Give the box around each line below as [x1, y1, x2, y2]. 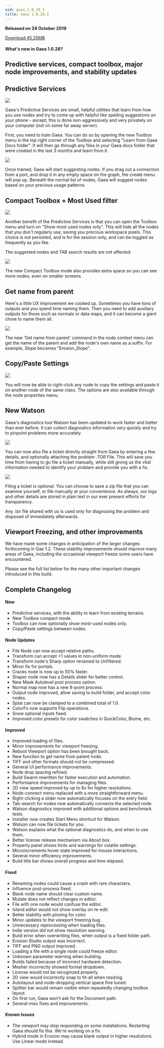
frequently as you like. [5, 239, 50, 246]
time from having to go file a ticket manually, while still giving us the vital [5, 459, 151, 465]
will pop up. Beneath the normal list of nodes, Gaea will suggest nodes [5, 177, 147, 183]
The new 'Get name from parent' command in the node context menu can [5, 335, 154, 341]
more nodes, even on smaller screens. [5, 273, 82, 279]
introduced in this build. [5, 571, 53, 577]
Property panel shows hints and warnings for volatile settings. [12, 843, 137, 848]
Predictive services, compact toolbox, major [5, 60, 143, 69]
